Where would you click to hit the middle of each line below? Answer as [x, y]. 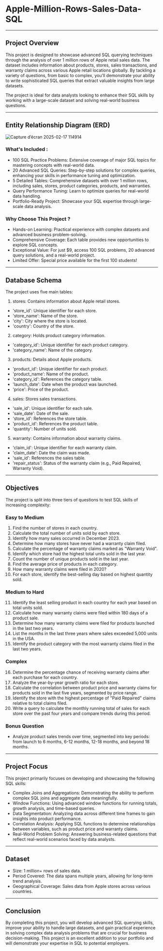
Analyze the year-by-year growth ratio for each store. [66, 682]
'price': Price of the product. [41, 389]
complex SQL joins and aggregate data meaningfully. [65, 798]
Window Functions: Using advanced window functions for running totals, [85, 803]
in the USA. [24, 639]
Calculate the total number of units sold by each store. [67, 533]
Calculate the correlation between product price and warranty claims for [84, 688]
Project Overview [32, 43]
